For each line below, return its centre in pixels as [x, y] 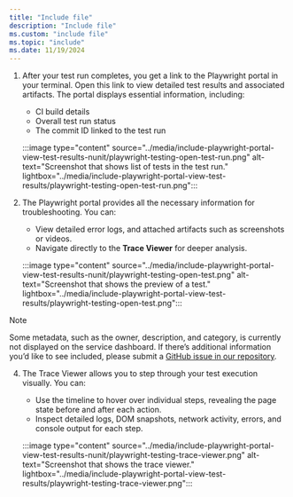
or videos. [54, 239]
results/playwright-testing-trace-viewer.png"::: [107, 484]
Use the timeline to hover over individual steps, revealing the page [156, 400]
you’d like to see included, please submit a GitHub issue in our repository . [143, 357]
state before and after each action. [98, 410]
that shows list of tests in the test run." [158, 167]
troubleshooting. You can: [69, 212]
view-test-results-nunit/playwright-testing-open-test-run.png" [136, 157]
